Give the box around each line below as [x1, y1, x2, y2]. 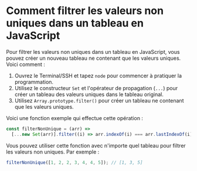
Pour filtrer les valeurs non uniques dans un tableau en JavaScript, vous [6, 48, 180, 55]
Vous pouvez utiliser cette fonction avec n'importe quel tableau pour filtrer [6, 142, 186, 149]
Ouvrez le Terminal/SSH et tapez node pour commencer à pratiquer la [14, 72, 182, 79]
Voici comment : [6, 60, 45, 68]
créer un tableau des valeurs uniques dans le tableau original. [14, 91, 164, 98]
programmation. [14, 78, 54, 85]
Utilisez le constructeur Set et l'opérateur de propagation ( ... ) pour [14, 84, 178, 91]
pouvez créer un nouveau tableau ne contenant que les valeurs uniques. [6, 54, 181, 61]
